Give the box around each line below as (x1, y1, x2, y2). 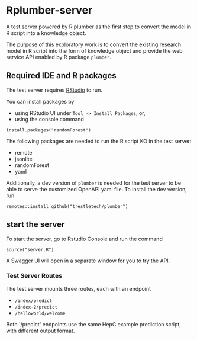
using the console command (14, 116, 85, 123)
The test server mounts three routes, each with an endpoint (6, 285, 151, 292)
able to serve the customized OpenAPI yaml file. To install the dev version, (6, 185, 188, 193)
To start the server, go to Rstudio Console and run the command (6, 235, 163, 242)
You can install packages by (6, 98, 75, 105)
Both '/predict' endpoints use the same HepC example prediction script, (6, 320, 182, 328)
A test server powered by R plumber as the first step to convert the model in (6, 23, 192, 30)
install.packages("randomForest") (6, 127, 92, 133)
